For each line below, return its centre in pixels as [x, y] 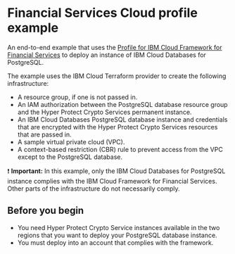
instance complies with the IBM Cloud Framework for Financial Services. [112, 181]
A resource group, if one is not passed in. [77, 97]
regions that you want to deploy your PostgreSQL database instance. [117, 235]
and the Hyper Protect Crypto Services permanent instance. [104, 112]
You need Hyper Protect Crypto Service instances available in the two [119, 227]
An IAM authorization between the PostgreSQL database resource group [122, 104]
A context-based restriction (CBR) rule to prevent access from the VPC [120, 149]
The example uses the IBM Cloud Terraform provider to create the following [117, 76]
